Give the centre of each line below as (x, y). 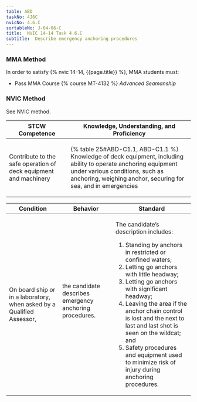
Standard (152, 208)
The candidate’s (137, 224)
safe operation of (33, 164)
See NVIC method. (28, 112)
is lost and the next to (155, 318)
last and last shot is (152, 325)
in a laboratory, (30, 297)
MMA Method (26, 59)
